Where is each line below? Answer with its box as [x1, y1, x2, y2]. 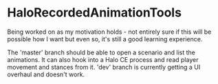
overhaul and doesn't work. [7, 70, 85, 78]
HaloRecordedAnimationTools [7, 5, 182, 21]
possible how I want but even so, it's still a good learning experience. [7, 34, 203, 43]
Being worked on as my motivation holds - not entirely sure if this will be [7, 28, 212, 36]
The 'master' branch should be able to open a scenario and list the [7, 48, 196, 56]
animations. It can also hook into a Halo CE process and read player [7, 55, 199, 63]
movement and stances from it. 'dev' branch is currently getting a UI [7, 63, 201, 71]
